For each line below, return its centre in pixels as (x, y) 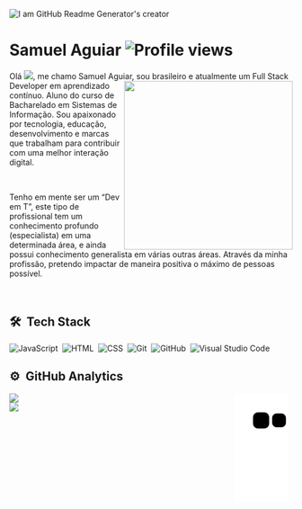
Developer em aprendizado (60, 85)
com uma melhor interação (59, 152)
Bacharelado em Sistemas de (63, 104)
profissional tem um (46, 216)
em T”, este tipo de (44, 206)
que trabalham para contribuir (65, 143)
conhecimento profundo (54, 226)
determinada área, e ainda (58, 245)
